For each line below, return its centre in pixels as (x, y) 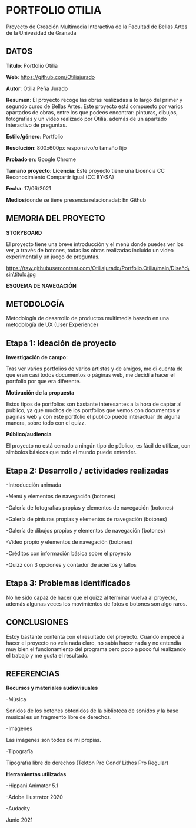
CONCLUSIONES (37, 622)
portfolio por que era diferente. (44, 382)
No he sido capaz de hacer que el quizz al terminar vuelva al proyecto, (92, 597)
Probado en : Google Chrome (41, 159)
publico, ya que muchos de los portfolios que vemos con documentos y (93, 410)
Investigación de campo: (37, 357)
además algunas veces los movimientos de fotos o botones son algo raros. (97, 604)
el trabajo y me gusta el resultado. (47, 655)
